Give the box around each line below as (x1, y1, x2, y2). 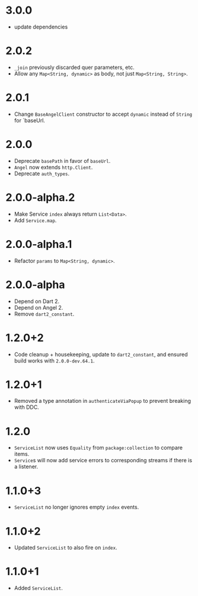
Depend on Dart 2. (14, 298, 60, 305)
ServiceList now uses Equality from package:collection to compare (14, 444, 183, 452)
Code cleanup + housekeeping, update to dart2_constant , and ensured (14, 351, 188, 358)
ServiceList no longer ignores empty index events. (14, 503, 139, 511)
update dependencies (14, 23, 68, 30)
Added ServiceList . (14, 585, 63, 592)
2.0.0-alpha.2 (5, 191, 75, 204)
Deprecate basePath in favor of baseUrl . (14, 157, 111, 164)
